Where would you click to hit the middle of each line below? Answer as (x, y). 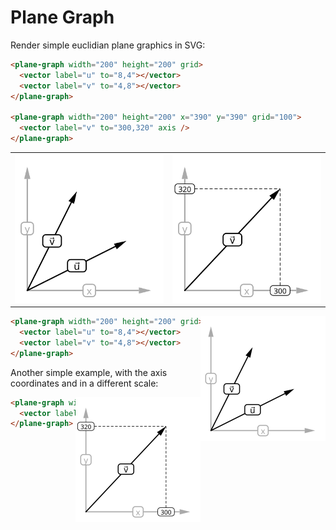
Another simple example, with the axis (89, 372)
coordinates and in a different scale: (84, 383)
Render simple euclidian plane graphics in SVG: (108, 45)
